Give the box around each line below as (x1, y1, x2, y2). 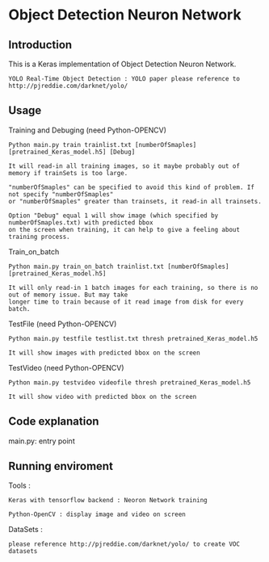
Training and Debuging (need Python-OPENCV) (8, 125, 167, 135)
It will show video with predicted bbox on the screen (8, 392, 197, 401)
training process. (8, 233, 70, 241)
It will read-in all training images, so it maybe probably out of (8, 161, 241, 170)
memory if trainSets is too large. (8, 169, 128, 177)
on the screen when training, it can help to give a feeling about (8, 225, 241, 233)
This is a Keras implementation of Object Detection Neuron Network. (8, 59, 237, 69)
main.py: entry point (8, 436, 75, 446)
